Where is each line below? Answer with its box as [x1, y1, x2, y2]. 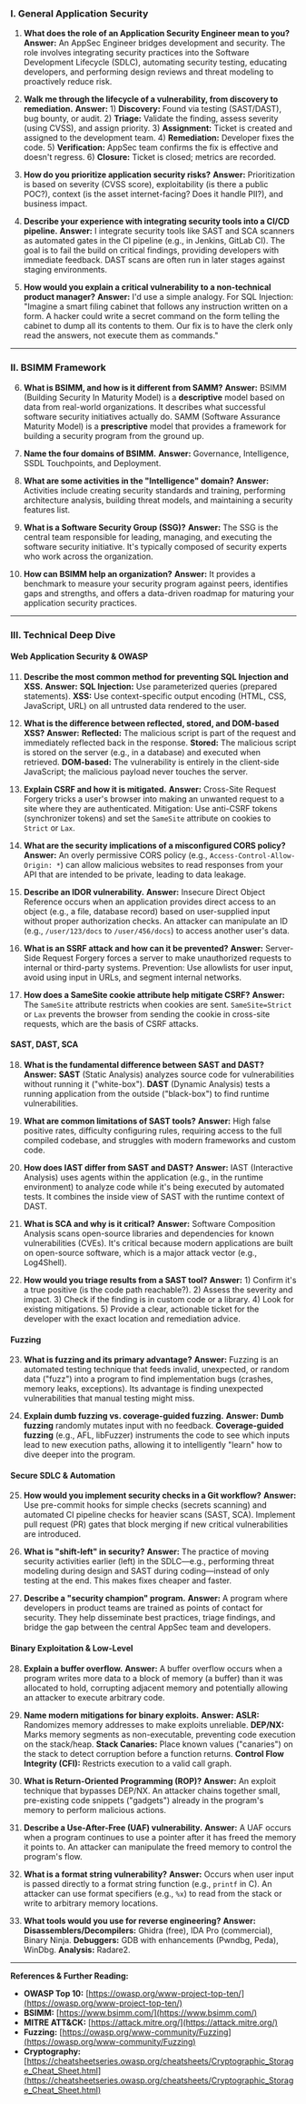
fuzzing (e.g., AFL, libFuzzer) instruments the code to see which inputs [23, 1430, 290, 1441]
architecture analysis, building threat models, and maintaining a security [23, 494, 293, 505]
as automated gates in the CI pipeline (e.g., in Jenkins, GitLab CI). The [23, 235, 285, 246]
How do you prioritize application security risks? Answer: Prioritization [23, 169, 296, 180]
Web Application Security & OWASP [10, 651, 149, 662]
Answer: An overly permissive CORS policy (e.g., [23, 849, 208, 861]
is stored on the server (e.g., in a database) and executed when [23, 746, 262, 757]
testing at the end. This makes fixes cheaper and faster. [23, 1575, 232, 1586]
